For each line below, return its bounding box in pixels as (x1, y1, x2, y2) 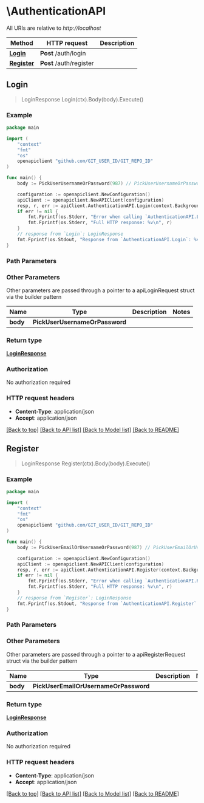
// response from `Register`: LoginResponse (17, 595, 132, 601)
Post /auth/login (40, 49, 86, 57)
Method (10, 38, 33, 47)
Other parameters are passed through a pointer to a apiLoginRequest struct (6, 287, 195, 294)
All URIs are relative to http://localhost (6, 24, 101, 32)
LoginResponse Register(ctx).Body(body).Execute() (21, 460, 151, 467)
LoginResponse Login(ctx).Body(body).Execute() (21, 95, 144, 103)
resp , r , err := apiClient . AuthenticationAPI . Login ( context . (17, 202, 175, 209)
